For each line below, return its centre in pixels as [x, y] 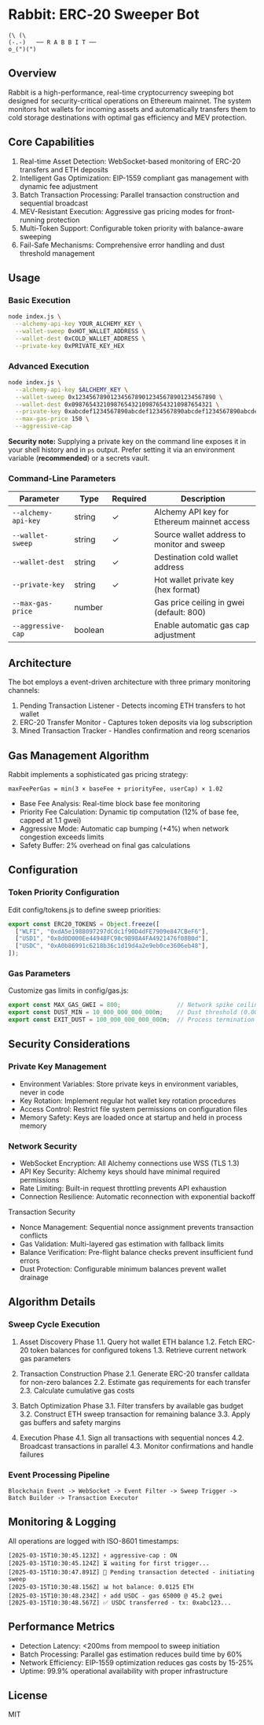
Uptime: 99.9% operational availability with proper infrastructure [124, 1671]
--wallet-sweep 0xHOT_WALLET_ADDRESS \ [81, 331]
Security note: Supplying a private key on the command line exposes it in [127, 442]
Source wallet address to [200, 535]
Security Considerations [70, 1044]
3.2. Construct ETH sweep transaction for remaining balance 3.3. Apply [135, 1414]
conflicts [34, 1235]
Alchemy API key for [192, 512]
